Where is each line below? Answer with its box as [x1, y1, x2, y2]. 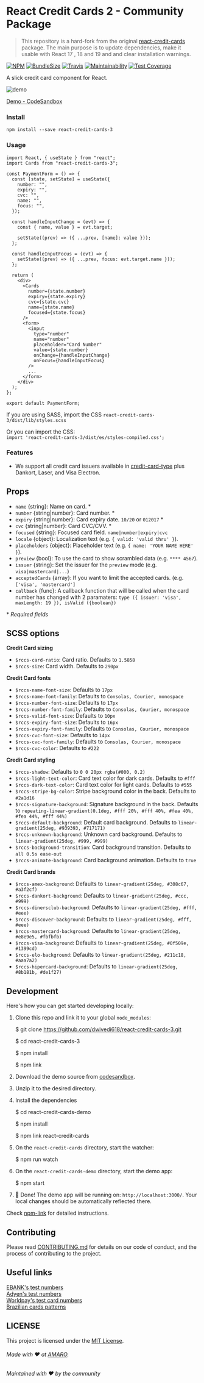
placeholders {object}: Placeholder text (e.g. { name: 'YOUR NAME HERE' [15, 541, 194, 549]
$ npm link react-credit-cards [15, 1132, 90, 1140]
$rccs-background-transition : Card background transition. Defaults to [15, 843, 191, 851]
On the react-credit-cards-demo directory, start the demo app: [15, 1168, 173, 1175]
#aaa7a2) [15, 957, 38, 964]
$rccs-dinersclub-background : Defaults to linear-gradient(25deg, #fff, [15, 904, 198, 911]
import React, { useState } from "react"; [6, 154, 116, 161]
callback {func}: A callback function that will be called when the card [15, 587, 189, 594]
